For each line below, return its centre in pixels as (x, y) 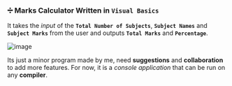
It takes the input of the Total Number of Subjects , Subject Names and (107, 26)
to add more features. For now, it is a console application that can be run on (116, 68)
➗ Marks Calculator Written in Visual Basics (83, 10)
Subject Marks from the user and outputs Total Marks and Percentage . (108, 33)
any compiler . (27, 75)
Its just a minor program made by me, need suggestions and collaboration (115, 60)
